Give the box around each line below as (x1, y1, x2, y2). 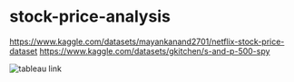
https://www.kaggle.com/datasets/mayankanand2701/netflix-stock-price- (9, 36, 285, 47)
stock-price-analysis (9, 6, 171, 27)
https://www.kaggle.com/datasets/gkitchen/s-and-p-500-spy (39, 45, 270, 56)
